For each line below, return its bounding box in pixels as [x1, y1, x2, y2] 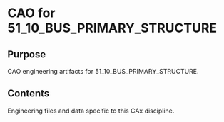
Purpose [7, 48, 46, 60]
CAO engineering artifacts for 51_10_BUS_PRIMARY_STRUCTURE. [7, 67, 199, 75]
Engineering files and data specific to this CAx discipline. [7, 106, 175, 115]
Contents [7, 87, 50, 100]
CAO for [7, 5, 56, 21]
